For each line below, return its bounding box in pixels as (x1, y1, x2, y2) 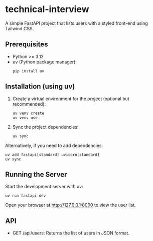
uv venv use (12, 115, 38, 120)
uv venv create (12, 111, 45, 116)
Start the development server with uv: (5, 184, 84, 190)
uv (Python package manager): (12, 59, 77, 65)
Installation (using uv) (5, 82, 75, 91)
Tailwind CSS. (5, 25, 34, 31)
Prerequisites (5, 40, 48, 49)
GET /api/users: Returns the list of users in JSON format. (12, 230, 129, 236)
